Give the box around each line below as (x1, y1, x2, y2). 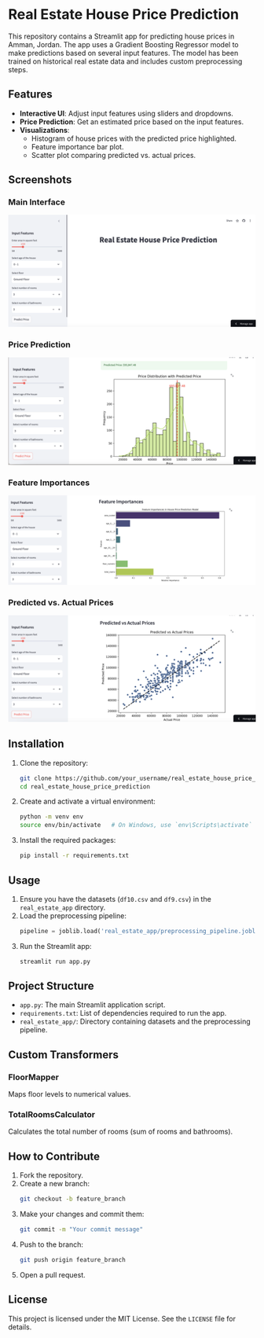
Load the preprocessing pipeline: (19, 910, 127, 921)
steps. (8, 64, 28, 74)
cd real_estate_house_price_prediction (19, 782, 151, 791)
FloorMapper (8, 1072, 59, 1083)
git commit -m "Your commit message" (19, 1226, 144, 1233)
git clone (19, 774, 53, 782)
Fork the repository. (19, 1171, 84, 1180)
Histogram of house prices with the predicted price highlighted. (31, 134, 237, 143)
